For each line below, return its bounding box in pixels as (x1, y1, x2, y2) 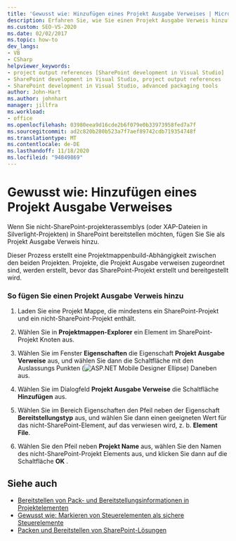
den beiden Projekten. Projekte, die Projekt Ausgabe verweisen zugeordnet (7, 258, 225, 267)
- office (7, 115, 33, 122)
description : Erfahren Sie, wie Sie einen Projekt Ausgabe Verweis (7, 17, 209, 24)
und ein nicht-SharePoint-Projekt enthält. (17, 314, 136, 323)
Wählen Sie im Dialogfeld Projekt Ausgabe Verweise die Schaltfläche (17, 385, 219, 393)
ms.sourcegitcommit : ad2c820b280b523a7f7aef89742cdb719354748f (7, 128, 197, 135)
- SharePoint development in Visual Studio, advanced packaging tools (7, 82, 218, 89)
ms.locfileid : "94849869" (7, 154, 83, 162)
